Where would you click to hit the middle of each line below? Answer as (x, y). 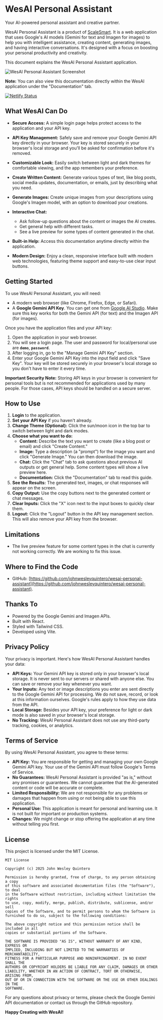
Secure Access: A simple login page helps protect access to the (77, 123)
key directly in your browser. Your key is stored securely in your (76, 143)
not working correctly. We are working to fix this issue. (67, 552)
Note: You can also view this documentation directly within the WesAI (75, 81)
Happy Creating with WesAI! (34, 1012)
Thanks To (21, 604)
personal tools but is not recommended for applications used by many (75, 383)
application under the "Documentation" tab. (49, 86)
